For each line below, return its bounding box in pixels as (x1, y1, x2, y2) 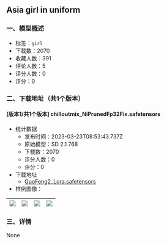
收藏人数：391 (15, 54, 51, 62)
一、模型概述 (6, 24, 45, 33)
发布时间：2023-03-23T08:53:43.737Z (24, 132, 124, 140)
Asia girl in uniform (6, 5, 81, 15)
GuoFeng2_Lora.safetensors (24, 178, 96, 185)
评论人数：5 (15, 62, 46, 70)
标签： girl (15, 39, 43, 46)
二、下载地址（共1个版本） (6, 94, 84, 102)
